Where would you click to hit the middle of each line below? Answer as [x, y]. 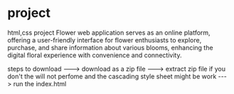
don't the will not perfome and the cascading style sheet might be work [112, 76]
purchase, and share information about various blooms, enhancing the [110, 47]
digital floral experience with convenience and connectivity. [95, 55]
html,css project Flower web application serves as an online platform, [109, 33]
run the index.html [40, 83]
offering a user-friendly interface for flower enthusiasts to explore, [105, 40]
